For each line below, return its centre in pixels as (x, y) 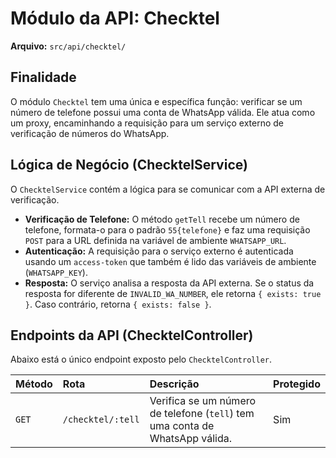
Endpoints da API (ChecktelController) (132, 335)
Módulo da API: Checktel (115, 18)
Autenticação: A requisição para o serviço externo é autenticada (159, 251)
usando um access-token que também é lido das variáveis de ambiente (170, 261)
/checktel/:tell (101, 420)
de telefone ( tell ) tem (202, 414)
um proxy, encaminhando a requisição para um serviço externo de (147, 123)
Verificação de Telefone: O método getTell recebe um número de (162, 219)
